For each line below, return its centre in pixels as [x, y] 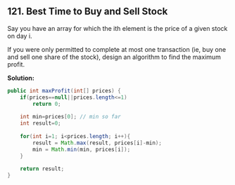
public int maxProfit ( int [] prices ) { [64, 90]
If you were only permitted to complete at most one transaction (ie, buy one [117, 49]
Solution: [21, 78]
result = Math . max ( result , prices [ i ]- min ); [97, 143]
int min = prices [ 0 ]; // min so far [70, 117]
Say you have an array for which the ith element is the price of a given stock [118, 28]
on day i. [20, 36]
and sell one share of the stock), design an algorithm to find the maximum [114, 57]
